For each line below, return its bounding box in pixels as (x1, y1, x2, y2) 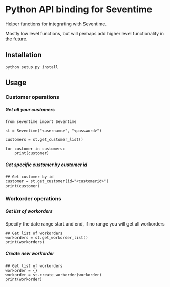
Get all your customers (5, 106, 55, 112)
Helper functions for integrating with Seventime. (5, 20, 107, 27)
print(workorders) (5, 239, 45, 244)
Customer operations (5, 94, 60, 101)
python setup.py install (5, 64, 58, 70)
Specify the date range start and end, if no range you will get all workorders (5, 220, 165, 227)
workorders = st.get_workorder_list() (5, 235, 88, 240)
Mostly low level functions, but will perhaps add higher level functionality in (5, 30, 164, 36)
